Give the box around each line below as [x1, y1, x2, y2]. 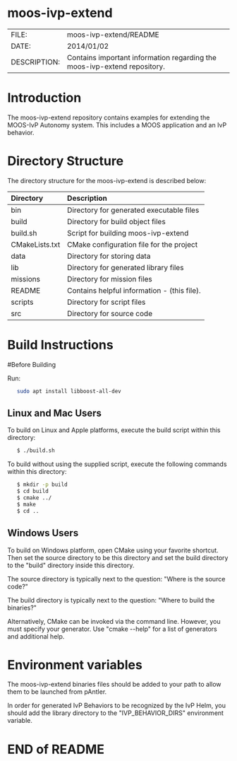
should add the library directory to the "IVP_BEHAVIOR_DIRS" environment [7, 709, 224, 717]
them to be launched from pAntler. [7, 687, 107, 696]
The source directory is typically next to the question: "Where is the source [7, 574, 226, 583]
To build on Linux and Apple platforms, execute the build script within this [7, 426, 221, 434]
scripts [11, 297, 34, 307]
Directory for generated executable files [66, 205, 200, 215]
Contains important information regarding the [66, 52, 217, 62]
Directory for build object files [66, 216, 166, 226]
